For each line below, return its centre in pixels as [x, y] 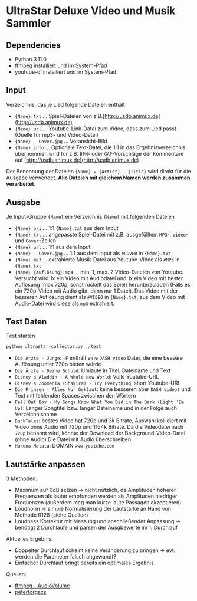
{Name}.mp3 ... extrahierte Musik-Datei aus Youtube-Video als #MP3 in [97, 259]
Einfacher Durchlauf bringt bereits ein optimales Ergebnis [84, 563]
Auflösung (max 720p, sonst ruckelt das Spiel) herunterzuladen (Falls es [102, 284]
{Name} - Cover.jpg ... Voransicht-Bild [61, 141]
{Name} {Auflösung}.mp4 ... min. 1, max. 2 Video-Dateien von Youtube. [99, 272]
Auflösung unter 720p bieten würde [58, 364]
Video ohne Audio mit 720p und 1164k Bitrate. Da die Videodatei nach [99, 427]
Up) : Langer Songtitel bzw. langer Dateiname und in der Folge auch [96, 408]
